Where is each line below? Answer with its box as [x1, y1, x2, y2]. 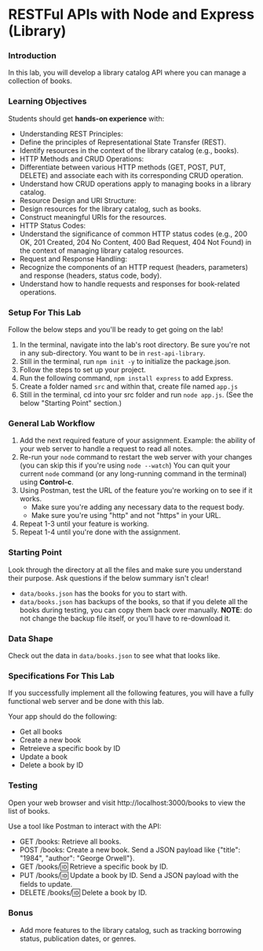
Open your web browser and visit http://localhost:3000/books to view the [8, 798, 246, 807]
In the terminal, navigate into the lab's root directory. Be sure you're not [19, 340, 250, 350]
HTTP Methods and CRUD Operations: [19, 154, 144, 163]
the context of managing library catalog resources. [19, 246, 184, 255]
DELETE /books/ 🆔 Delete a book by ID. [19, 887, 148, 897]
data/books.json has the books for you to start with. [19, 588, 188, 598]
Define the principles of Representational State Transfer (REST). [19, 137, 226, 147]
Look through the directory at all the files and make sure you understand [8, 565, 242, 574]
